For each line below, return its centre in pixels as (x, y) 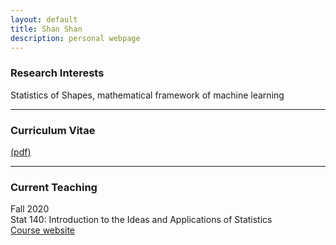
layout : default (44, 19)
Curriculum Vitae (53, 130)
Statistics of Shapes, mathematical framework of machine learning (147, 95)
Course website (42, 230)
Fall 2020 (30, 209)
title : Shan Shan (46, 29)
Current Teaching (54, 187)
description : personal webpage (75, 38)
